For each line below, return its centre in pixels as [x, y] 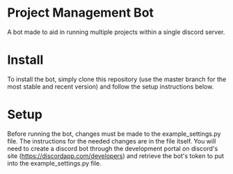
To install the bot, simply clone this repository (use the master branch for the [117, 79]
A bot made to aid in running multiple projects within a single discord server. [116, 32]
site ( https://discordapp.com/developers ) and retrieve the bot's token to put [116, 156]
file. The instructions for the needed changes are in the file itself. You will [112, 141]
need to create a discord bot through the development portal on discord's [113, 148]
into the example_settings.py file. [55, 163]
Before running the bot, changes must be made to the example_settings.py [114, 134]
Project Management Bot [81, 13]
